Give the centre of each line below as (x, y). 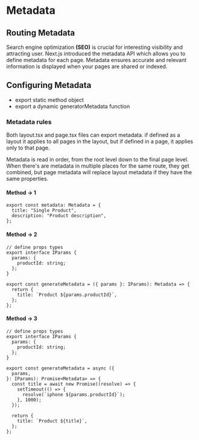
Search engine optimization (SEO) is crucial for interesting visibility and (94, 47)
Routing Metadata (41, 33)
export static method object (49, 99)
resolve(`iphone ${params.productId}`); (74, 394)
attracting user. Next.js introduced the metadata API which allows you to (96, 54)
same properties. (27, 179)
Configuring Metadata (49, 85)
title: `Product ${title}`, (52, 421)
